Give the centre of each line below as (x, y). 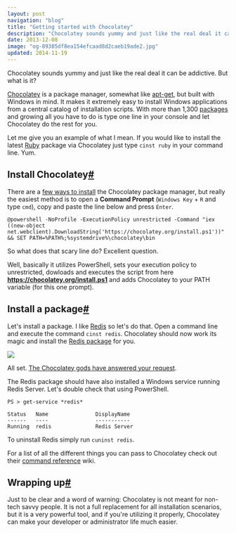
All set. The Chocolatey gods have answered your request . (92, 368)
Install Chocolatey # (51, 175)
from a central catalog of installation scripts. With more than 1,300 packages (118, 109)
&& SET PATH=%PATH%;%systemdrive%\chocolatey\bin (81, 238)
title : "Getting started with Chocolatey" (70, 27)
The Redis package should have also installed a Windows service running (113, 381)
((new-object (26, 226)
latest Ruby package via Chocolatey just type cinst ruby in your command (115, 145)
